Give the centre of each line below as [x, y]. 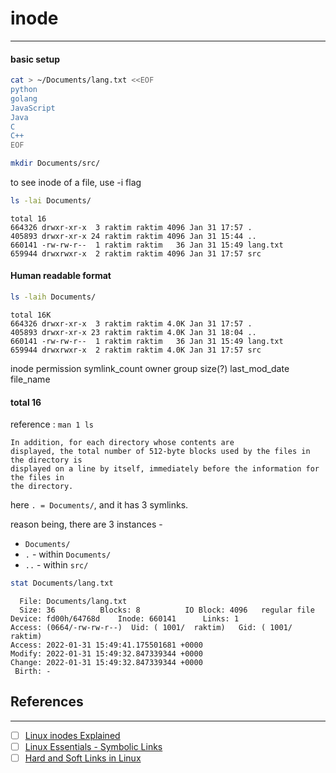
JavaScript [33, 108]
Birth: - [33, 672]
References [47, 702]
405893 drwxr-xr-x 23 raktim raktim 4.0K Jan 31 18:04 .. [133, 332]
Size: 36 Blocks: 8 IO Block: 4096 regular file [167, 610]
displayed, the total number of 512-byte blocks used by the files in [160, 452]
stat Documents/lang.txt [62, 583]
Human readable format [61, 276]
